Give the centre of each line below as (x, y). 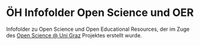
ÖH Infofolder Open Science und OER (100, 13)
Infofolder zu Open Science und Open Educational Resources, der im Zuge (98, 29)
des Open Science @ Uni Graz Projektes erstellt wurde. (74, 35)
